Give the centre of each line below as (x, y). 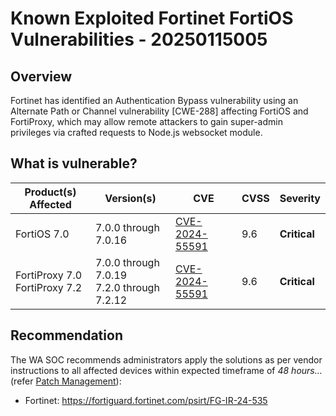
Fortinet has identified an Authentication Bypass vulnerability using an (154, 100)
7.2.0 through (127, 287)
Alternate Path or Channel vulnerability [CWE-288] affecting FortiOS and (159, 111)
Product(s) (50, 192)
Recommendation (66, 335)
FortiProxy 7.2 (49, 287)
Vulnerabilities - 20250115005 (139, 39)
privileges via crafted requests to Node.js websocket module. (136, 132)
